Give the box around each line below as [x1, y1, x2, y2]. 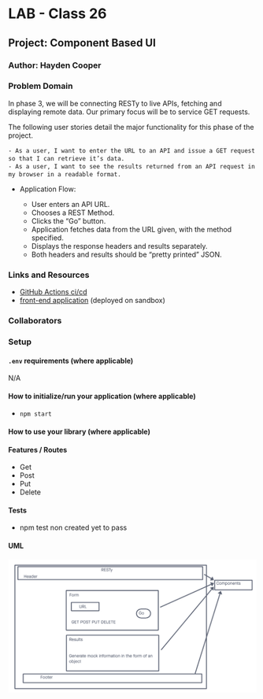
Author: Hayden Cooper [8, 60, 102, 71]
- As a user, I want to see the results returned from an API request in [8, 162, 256, 170]
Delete [19, 487, 42, 497]
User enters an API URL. [31, 199, 110, 209]
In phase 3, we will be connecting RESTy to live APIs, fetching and [8, 98, 222, 108]
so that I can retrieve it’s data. [8, 154, 125, 162]
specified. [31, 233, 65, 242]
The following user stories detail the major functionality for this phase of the [8, 122, 254, 131]
